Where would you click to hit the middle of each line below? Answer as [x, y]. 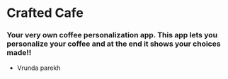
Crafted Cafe [45, 13]
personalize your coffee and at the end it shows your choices [114, 44]
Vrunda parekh [39, 68]
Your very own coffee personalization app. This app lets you [112, 35]
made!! [19, 53]
